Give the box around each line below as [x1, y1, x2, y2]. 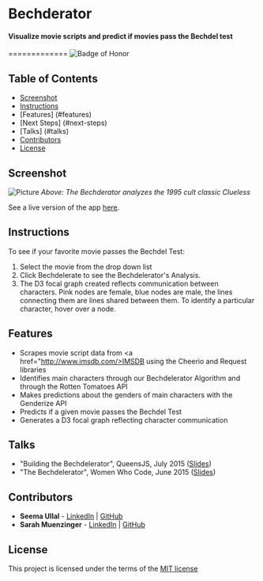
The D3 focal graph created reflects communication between [19, 279, 219, 288]
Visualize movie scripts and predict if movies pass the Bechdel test [8, 31, 233, 40]
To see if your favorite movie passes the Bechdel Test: [8, 246, 186, 256]
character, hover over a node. [19, 304, 116, 313]
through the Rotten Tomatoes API [19, 382, 128, 391]
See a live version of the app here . [8, 203, 120, 212]
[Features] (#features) [19, 110, 92, 120]
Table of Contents [8, 72, 99, 85]
